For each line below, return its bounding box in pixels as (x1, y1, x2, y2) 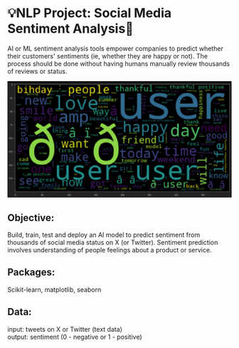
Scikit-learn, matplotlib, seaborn (7, 285, 102, 294)
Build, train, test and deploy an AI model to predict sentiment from (7, 230, 201, 240)
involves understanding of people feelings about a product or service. (7, 246, 212, 255)
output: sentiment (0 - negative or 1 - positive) (7, 332, 142, 341)
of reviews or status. (7, 66, 68, 76)
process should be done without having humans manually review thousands (7, 59, 230, 68)
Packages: (7, 266, 55, 279)
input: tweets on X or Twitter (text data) (7, 324, 123, 333)
